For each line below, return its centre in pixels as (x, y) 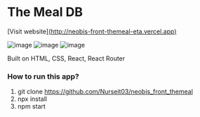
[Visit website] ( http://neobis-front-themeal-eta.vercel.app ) (92, 31)
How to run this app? (43, 76)
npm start (31, 107)
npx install (32, 99)
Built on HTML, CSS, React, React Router (66, 58)
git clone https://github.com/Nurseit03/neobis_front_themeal (105, 92)
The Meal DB (45, 12)
